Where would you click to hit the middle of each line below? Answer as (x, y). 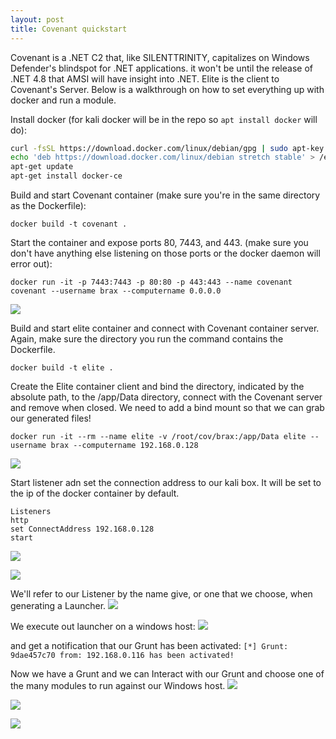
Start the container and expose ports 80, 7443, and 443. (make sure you (159, 242)
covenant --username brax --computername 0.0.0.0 (116, 291)
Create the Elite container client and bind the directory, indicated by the (157, 386)
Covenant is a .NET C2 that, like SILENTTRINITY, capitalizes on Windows (160, 57)
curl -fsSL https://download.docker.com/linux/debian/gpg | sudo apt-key (167, 148)
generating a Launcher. (58, 605)
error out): (31, 264)
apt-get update (42, 167)
